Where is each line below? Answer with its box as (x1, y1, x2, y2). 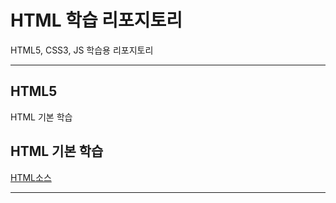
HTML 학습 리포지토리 (10, 9, 183, 32)
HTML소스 (10, 171, 52, 183)
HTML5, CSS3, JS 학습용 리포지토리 (10, 44, 154, 56)
